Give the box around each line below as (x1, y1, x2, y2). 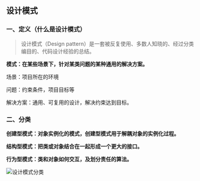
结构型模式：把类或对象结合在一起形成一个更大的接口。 (6, 143, 143, 150)
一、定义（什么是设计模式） (6, 25, 86, 34)
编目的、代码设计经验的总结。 (20, 48, 95, 55)
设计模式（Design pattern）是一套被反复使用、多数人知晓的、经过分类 (20, 40, 195, 47)
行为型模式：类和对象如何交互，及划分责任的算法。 (6, 155, 132, 162)
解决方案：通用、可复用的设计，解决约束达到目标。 (6, 99, 132, 106)
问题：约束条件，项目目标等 (6, 86, 75, 93)
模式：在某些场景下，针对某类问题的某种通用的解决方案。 (6, 60, 148, 67)
